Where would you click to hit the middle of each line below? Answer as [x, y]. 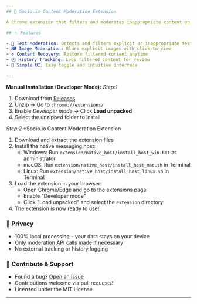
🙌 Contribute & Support [40, 264]
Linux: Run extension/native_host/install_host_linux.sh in [96, 171]
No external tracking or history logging [61, 249]
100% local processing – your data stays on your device [82, 237]
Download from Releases [45, 98]
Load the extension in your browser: [58, 183]
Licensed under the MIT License [53, 289]
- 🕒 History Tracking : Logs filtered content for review [78, 60]
